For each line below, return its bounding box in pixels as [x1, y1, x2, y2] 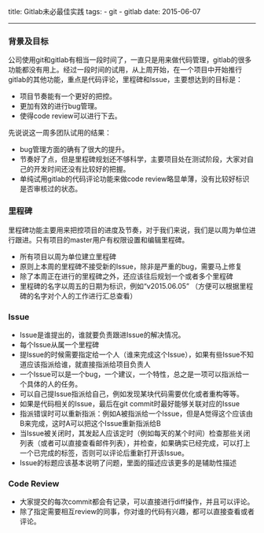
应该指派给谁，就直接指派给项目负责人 [26, 359, 151, 368]
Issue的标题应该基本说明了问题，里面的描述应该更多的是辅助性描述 [19, 457, 237, 467]
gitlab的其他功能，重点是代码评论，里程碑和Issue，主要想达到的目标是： [8, 75, 244, 84]
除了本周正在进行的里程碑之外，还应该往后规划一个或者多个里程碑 [19, 271, 233, 281]
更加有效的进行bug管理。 [19, 102, 102, 111]
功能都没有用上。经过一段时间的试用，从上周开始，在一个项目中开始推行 [8, 65, 242, 75]
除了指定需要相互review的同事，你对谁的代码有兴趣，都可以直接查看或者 [19, 507, 255, 516]
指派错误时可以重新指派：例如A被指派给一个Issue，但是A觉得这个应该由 [19, 409, 254, 418]
